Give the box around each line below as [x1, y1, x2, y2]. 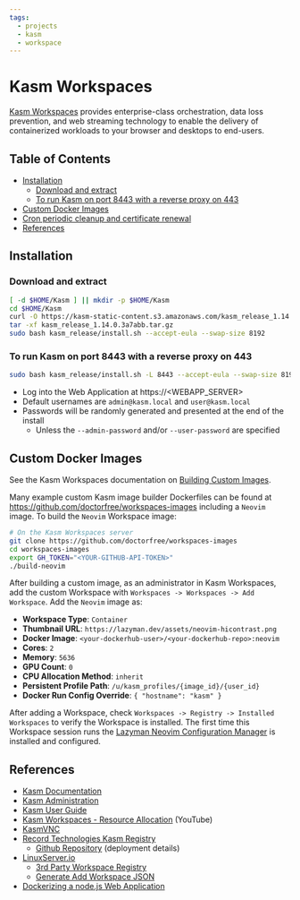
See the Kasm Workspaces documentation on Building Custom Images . [9, 475, 271, 485]
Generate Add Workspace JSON [35, 871, 154, 882]
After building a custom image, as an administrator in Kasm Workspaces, [9, 578, 277, 588]
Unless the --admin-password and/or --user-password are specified [35, 424, 280, 435]
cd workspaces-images [9, 544, 90, 553]
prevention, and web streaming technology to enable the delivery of [9, 116, 259, 126]
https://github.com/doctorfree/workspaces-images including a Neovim [9, 501, 266, 512]
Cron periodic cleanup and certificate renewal [21, 213, 192, 224]
